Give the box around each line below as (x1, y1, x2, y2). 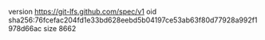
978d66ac (8, 24, 42, 33)
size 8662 (43, 24, 77, 33)
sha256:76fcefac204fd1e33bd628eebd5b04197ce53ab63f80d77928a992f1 (8, 15, 258, 25)
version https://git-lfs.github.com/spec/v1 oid (8, 7, 157, 16)
